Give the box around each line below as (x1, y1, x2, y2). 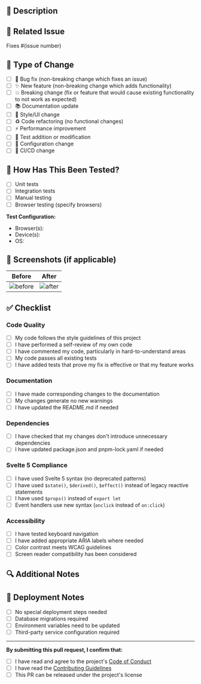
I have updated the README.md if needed (14, 403, 118, 411)
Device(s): (14, 231, 41, 238)
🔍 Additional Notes (6, 569, 80, 579)
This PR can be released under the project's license (14, 671, 142, 678)
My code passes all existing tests (14, 354, 97, 362)
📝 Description (6, 6, 58, 16)
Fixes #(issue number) (6, 42, 62, 50)
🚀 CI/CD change (14, 147, 55, 154)
